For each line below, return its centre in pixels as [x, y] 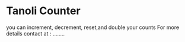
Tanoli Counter [44, 11]
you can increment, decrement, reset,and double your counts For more [93, 27]
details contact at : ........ [36, 33]
